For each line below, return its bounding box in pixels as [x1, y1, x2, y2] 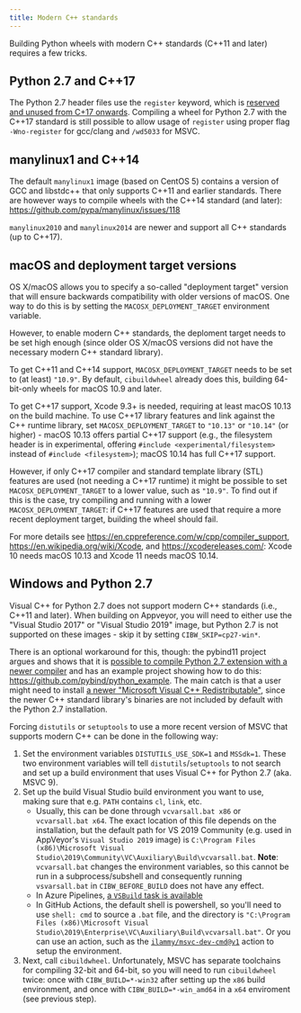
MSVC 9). [22, 776, 58, 787]
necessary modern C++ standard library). [9, 347, 164, 358]
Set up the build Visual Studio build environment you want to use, [22, 786, 264, 797]
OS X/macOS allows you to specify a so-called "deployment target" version [9, 282, 289, 292]
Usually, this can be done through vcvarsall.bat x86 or [35, 805, 242, 816]
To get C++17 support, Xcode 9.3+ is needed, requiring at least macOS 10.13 [9, 401, 292, 412]
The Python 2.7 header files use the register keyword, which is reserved [9, 97, 280, 108]
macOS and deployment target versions [9, 257, 237, 273]
